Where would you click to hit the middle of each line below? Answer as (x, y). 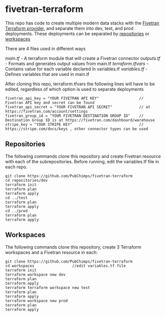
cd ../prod (16, 211)
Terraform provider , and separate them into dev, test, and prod (69, 28)
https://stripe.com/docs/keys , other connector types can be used (77, 129)
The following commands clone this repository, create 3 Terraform (73, 247)
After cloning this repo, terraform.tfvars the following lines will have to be (80, 84)
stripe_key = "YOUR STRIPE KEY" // (74, 124)
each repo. (16, 167)
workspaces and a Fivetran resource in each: (52, 252)
